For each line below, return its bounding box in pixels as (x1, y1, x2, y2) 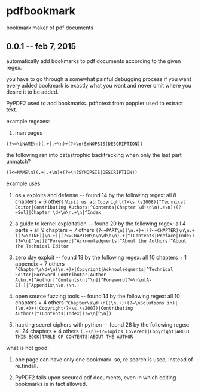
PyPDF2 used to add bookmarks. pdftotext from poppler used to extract (6, 99, 184, 107)
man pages (14, 129, 43, 136)
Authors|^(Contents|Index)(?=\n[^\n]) (14, 310, 112, 316)
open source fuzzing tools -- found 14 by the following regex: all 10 (14, 293, 181, 300)
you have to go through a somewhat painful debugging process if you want (6, 75, 191, 82)
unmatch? (6, 158, 31, 165)
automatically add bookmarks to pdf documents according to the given (6, 57, 181, 64)
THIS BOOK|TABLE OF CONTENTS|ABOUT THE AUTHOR (14, 334, 133, 340)
